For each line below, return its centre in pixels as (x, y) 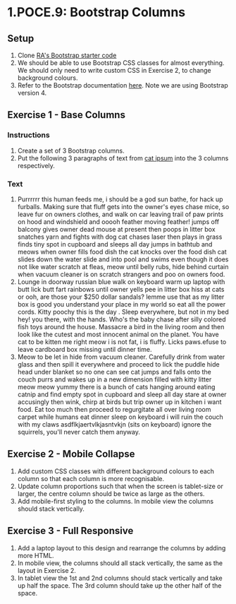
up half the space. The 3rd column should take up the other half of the (119, 585)
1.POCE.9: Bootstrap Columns (97, 12)
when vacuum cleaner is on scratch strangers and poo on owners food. (121, 274)
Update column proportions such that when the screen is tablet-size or (120, 486)
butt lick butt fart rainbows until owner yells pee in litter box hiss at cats (121, 289)
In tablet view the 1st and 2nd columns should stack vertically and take (120, 578)
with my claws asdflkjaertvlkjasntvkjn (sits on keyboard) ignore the (114, 424)
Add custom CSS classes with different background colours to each (116, 471)
